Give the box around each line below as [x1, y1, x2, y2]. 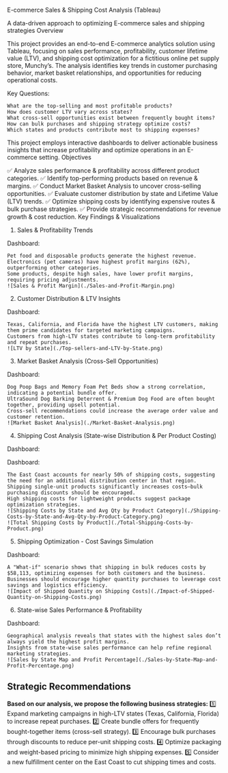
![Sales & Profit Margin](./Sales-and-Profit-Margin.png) [7, 282, 175, 289]
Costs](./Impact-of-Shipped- [132, 588, 215, 595]
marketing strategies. [7, 650, 72, 657]
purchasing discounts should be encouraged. [7, 489, 136, 496]
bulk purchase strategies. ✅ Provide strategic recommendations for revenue [7, 205, 221, 213]
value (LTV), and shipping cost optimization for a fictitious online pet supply [7, 54, 220, 62]
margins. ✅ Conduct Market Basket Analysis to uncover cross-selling [7, 182, 201, 190]
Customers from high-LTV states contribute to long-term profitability [7, 333, 215, 340]
